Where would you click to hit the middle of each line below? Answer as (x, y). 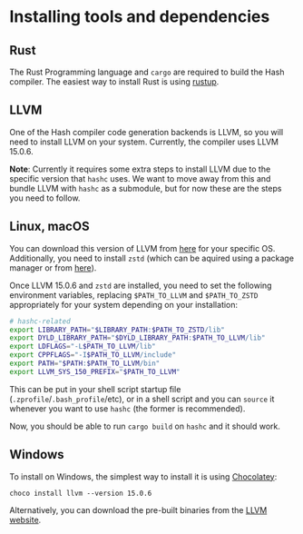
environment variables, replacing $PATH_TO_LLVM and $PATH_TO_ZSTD (134, 295)
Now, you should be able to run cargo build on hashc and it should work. (145, 426)
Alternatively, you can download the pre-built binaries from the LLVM (138, 509)
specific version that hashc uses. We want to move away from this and (140, 178)
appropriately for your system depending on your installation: (124, 304)
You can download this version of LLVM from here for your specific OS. (142, 248)
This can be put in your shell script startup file (95, 389)
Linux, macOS (49, 227)
